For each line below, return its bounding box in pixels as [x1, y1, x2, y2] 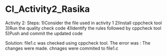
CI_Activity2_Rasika [5, 3, 90, 15]
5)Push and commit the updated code [5, 30, 83, 36]
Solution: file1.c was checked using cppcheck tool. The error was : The [5, 40, 151, 46]
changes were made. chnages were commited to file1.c [5, 45, 119, 51]
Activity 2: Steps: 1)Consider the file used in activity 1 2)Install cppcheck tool [5, 20, 162, 26]
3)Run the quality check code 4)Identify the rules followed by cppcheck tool [5, 25, 162, 31]
